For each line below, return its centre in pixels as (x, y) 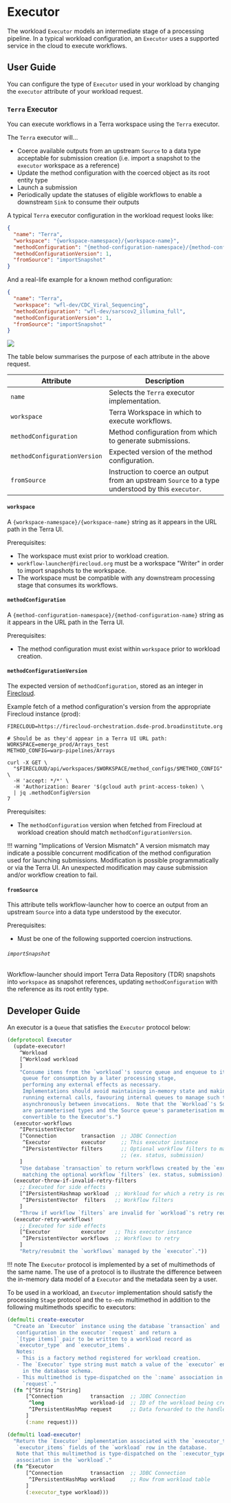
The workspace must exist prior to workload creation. (93, 556)
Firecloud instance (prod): (44, 714)
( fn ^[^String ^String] (47, 1390)
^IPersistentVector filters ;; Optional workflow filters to (119, 1149)
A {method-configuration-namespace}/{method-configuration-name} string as (115, 614)
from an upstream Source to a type (164, 481)
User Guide (32, 67)
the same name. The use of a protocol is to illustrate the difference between (114, 1272)
